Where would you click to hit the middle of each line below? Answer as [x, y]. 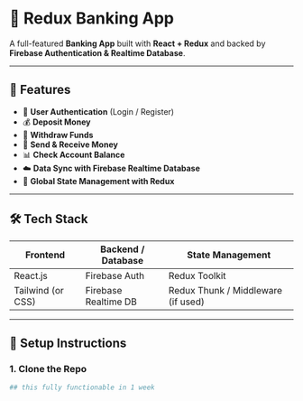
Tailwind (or [39, 290]
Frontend [46, 255]
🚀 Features [40, 90]
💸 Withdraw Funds [58, 135]
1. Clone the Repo [48, 368]
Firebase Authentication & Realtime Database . [97, 52]
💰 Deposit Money [56, 122]
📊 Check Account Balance [73, 154]
